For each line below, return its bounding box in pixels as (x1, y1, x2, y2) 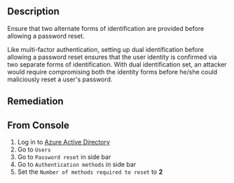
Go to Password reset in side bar (17, 153, 111, 161)
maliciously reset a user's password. (7, 75, 113, 83)
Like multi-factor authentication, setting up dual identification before (7, 45, 205, 53)
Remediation (7, 95, 64, 107)
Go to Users (17, 145, 51, 154)
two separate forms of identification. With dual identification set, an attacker (7, 60, 227, 69)
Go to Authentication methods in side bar (17, 161, 137, 169)
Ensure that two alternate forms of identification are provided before (7, 24, 205, 32)
